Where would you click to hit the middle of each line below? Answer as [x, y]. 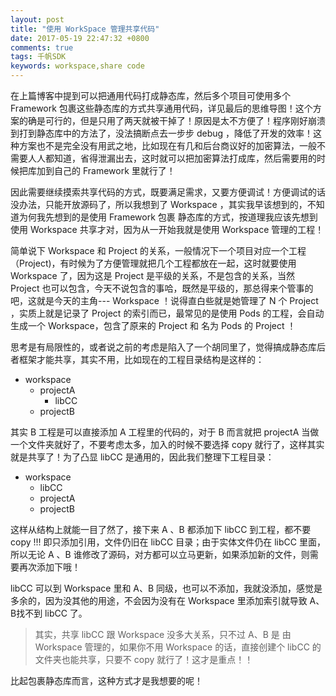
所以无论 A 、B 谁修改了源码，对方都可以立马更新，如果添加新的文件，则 [160, 554]
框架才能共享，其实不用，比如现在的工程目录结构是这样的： [141, 359]
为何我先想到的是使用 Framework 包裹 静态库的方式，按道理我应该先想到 [168, 217]
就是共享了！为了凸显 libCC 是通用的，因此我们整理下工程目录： [142, 457]
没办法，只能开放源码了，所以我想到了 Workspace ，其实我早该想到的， [159, 204]
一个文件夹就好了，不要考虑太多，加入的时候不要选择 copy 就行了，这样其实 [167, 444]
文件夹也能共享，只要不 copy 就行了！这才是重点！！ [144, 659]
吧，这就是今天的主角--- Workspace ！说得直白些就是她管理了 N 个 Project [164, 300]
